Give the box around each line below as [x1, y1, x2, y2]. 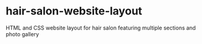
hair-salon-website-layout [5, 4, 143, 18]
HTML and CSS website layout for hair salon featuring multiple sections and [5, 24, 196, 31]
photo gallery [5, 30, 39, 37]
